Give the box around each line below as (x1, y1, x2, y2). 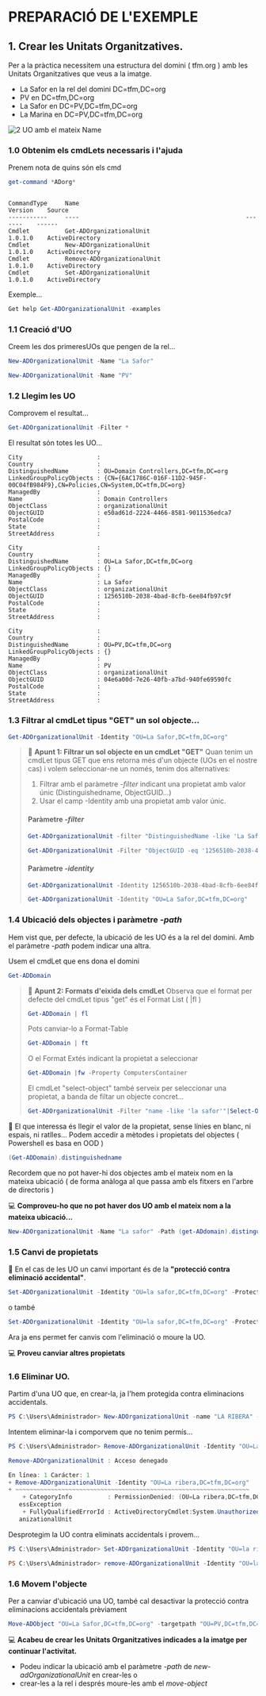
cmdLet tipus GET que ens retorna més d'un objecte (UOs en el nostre (27, 756, 257, 765)
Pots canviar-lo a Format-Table (27, 1024, 129, 1033)
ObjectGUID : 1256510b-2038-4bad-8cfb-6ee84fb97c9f (8, 592, 232, 601)
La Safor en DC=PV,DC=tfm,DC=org (19, 102, 138, 110)
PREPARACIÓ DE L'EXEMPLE (8, 8, 199, 26)
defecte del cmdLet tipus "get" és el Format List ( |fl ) (27, 994, 202, 1004)
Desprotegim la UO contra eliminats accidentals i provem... (8, 1529, 200, 1539)
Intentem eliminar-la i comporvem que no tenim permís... (8, 1427, 193, 1436)
